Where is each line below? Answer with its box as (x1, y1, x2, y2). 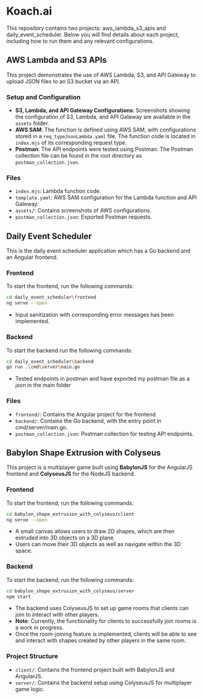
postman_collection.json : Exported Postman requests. (15, 213, 153, 220)
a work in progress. (15, 624, 64, 631)
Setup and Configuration (6, 93, 81, 101)
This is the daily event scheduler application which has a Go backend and (6, 247, 190, 255)
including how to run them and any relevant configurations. (6, 37, 154, 44)
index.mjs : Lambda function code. (15, 188, 101, 195)
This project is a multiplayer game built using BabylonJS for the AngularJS (6, 464, 193, 471)
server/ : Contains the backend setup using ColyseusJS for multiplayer (15, 679, 193, 686)
